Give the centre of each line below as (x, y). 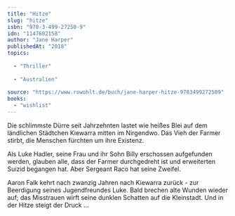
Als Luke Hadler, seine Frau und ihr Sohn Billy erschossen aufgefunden (110, 154)
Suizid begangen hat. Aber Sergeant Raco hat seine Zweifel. (94, 169)
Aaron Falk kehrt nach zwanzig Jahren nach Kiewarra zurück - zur (103, 182)
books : (17, 99)
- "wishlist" (33, 106)
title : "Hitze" (29, 14)
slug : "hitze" (28, 20)
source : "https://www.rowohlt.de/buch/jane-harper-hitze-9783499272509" (116, 92)
